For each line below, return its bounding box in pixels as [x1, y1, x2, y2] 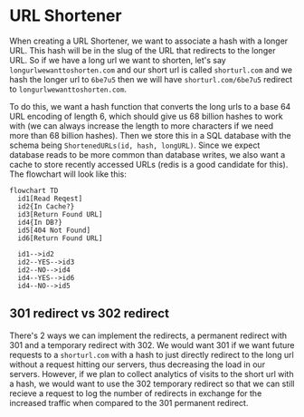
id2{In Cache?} [17, 201, 75, 211]
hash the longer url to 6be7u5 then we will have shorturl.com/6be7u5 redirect [9, 73, 293, 84]
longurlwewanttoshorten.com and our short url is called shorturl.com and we [9, 64, 292, 75]
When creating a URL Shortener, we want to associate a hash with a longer [9, 35, 289, 46]
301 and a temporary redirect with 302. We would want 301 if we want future [9, 339, 295, 350]
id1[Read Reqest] [17, 194, 83, 203]
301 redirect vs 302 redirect [9, 305, 170, 322]
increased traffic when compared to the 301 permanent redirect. [9, 397, 249, 408]
